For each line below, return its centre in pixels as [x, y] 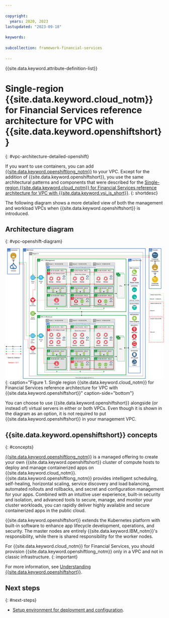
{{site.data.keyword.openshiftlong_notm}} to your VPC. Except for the [77, 171]
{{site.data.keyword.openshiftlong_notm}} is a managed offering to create [82, 457]
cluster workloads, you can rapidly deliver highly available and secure [77, 505]
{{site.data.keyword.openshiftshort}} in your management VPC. [71, 419]
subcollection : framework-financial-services [54, 48]
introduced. [17, 213]
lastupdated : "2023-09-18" [33, 27]
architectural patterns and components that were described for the [74, 182]
